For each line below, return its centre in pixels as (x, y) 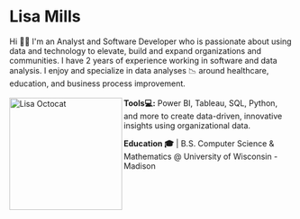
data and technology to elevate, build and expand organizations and (136, 50)
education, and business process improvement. (98, 83)
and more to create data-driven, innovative (203, 116)
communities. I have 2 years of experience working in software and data (143, 60)
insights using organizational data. (187, 125)
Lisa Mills (45, 17)
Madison (140, 166)
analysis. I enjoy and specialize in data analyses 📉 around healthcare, (139, 70)
